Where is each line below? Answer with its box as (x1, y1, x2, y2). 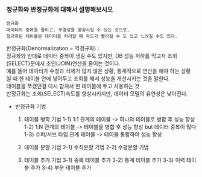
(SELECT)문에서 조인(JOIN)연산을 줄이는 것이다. (6, 60, 121, 67)
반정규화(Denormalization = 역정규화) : (6, 45, 99, 52)
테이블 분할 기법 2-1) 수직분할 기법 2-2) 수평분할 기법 (24, 144, 149, 151)
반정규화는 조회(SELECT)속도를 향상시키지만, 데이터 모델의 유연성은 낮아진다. (6, 90, 188, 97)
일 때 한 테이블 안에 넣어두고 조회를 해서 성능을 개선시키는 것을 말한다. (6, 75, 170, 82)
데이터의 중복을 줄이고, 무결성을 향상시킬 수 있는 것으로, (6, 27, 130, 33)
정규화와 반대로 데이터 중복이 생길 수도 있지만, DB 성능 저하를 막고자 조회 (6, 53, 178, 60)
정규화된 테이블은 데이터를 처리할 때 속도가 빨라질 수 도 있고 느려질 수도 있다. (6, 33, 178, 40)
